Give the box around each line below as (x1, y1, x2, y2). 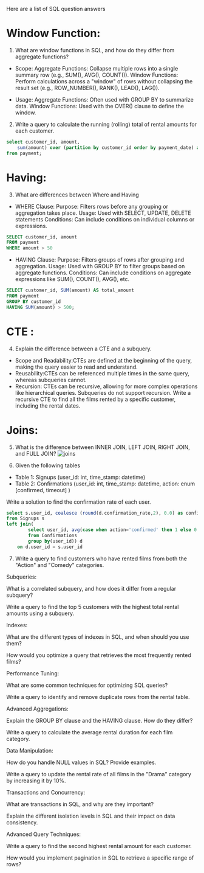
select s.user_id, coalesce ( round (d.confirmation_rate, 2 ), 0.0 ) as (6, 510, 183, 516)
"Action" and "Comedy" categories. (15, 561, 104, 568)
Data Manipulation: (6, 746, 53, 754)
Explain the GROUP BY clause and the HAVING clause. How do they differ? (6, 717, 193, 724)
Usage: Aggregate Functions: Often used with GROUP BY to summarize (15, 96, 194, 103)
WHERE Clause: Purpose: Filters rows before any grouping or (15, 203, 169, 210)
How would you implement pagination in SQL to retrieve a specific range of (6, 854, 194, 861)
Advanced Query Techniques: (6, 830, 81, 838)
